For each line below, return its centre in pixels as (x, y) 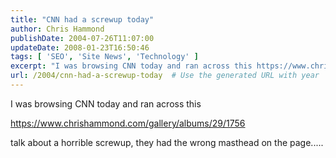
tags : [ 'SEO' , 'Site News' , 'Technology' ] (104, 57)
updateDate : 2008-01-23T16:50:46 (80, 47)
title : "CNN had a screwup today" (82, 19)
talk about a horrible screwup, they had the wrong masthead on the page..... (167, 142)
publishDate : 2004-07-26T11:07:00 (82, 38)
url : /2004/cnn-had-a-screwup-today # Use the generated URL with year (165, 76)
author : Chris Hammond (57, 29)
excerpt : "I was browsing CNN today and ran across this (131, 66)
